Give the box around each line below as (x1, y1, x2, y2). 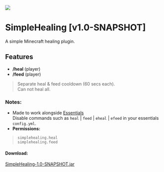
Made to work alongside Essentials (12, 110, 84, 116)
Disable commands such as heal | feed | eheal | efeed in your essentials (12, 115, 159, 121)
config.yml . (12, 120, 36, 126)
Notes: (5, 98, 22, 105)
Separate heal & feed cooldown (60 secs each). (17, 81, 115, 86)
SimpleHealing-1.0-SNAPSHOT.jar (5, 161, 75, 167)
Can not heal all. (17, 86, 51, 92)
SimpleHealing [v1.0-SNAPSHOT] (5, 22, 146, 33)
